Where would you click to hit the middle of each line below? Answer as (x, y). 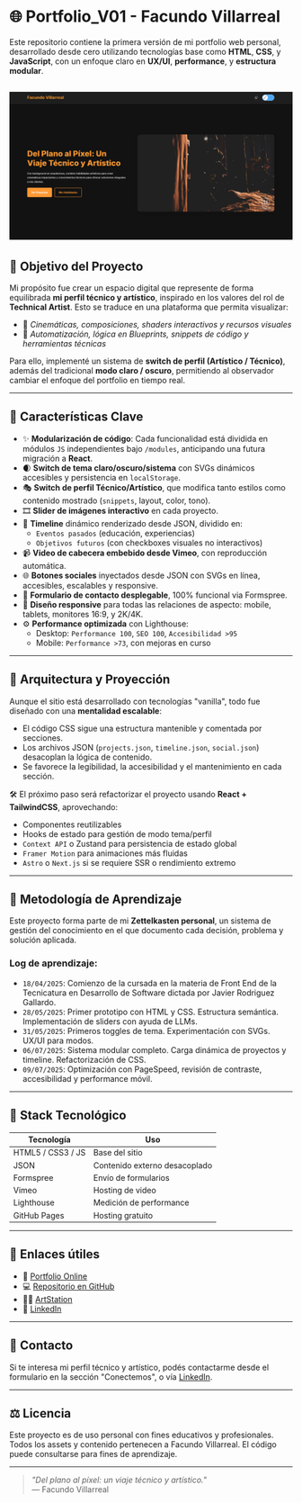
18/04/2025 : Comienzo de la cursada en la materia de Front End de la (149, 983)
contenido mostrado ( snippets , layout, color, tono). (116, 500)
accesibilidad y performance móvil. (87, 1078)
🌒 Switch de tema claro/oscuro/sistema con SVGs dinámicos (138, 468)
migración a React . (58, 458)
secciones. (42, 738)
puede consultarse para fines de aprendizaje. (93, 1454)
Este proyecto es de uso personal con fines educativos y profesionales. (142, 1435)
